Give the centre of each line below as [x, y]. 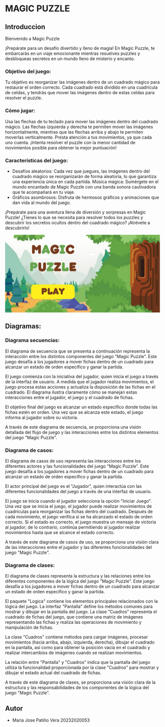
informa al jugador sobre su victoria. [42, 417]
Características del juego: [37, 160]
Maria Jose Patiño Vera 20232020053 [51, 720]
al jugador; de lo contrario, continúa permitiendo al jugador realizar [73, 527]
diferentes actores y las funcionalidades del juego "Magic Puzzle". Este [77, 466]
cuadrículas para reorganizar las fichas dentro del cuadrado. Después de [79, 511]
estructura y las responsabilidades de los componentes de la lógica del [77, 688]
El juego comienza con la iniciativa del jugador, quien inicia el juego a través [82, 376]
